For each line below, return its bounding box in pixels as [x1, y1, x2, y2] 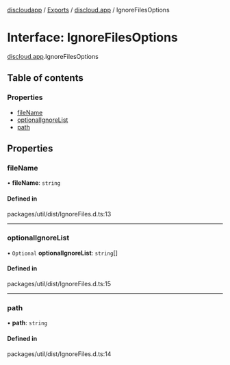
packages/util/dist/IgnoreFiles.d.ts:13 [7, 210, 112, 218]
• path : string [7, 318, 48, 327]
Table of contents [7, 72, 84, 84]
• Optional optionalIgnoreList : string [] [7, 249, 118, 257]
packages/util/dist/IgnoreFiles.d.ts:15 [7, 280, 112, 288]
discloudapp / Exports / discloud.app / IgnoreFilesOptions [7, 6, 170, 14]
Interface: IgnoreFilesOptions [7, 30, 178, 45]
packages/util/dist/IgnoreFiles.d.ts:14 [7, 349, 112, 358]
